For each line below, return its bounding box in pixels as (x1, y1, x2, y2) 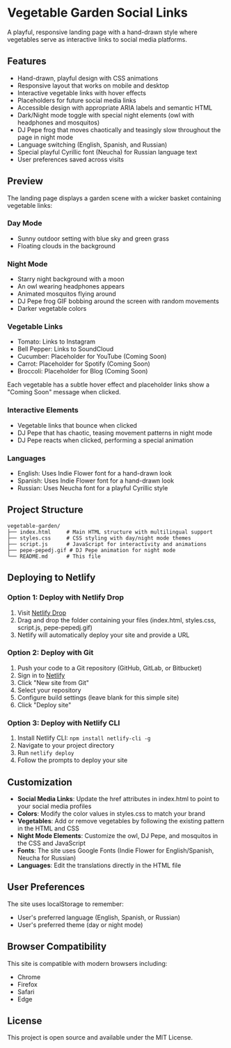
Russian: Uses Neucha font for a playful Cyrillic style (17, 484, 168, 492)
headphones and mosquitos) (17, 118, 100, 127)
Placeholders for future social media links (17, 96, 137, 104)
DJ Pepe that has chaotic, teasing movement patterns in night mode (17, 428, 213, 437)
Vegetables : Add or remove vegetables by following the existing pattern (17, 816, 225, 825)
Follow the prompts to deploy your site (17, 756, 128, 764)
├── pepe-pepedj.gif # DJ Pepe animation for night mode (7, 547, 176, 554)
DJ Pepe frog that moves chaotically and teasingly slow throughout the (17, 125, 221, 134)
